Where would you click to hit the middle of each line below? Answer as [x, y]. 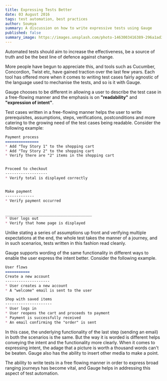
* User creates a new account [37, 286]
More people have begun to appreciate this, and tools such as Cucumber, [80, 66]
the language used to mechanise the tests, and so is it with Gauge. [73, 82]
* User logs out [22, 219]
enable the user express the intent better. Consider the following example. [81, 258]
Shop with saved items [29, 299]
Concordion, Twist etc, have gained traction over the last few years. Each [80, 72]
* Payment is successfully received [43, 318]
